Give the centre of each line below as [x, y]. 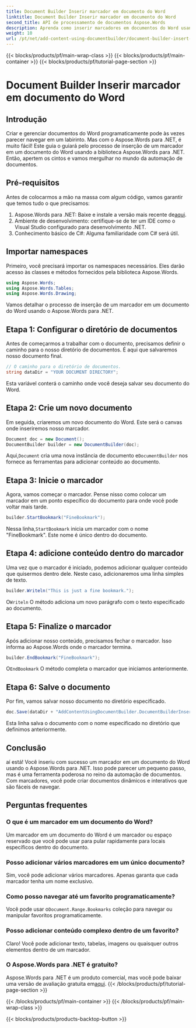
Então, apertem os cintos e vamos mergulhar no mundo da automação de [94, 158]
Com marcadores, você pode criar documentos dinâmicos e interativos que [97, 780]
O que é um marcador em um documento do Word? [80, 822]
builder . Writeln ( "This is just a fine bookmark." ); [70, 590]
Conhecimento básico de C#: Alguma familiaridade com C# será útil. [97, 233]
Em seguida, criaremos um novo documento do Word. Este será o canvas [94, 422]
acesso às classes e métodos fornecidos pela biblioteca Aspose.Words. [92, 272]
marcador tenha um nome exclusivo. [50, 881]
